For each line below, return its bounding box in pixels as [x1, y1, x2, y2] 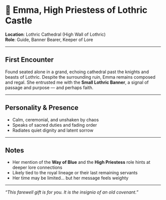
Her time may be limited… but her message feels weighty [12, 175, 128, 181]
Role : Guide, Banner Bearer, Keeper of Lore [5, 37, 93, 43]
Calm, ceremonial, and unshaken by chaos [12, 116, 99, 123]
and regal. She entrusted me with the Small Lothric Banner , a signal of [5, 79, 149, 85]
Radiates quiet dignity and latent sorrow [12, 127, 94, 133]
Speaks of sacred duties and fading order [12, 122, 97, 128]
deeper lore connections [12, 164, 63, 170]
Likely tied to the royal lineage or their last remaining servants [12, 170, 138, 176]
